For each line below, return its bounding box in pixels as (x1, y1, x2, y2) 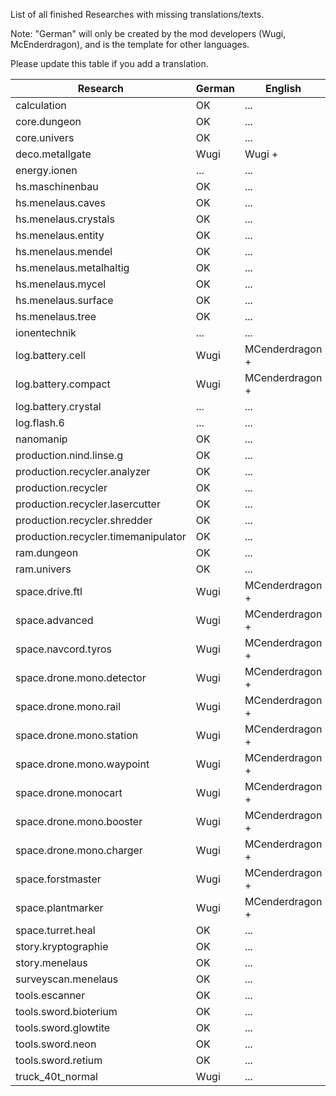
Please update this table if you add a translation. (10, 58, 209, 69)
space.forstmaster (15, 872, 102, 886)
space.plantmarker (15, 901, 104, 914)
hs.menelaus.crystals (15, 212, 115, 226)
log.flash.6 (15, 416, 65, 429)
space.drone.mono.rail (15, 700, 122, 713)
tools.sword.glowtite (15, 1021, 111, 1034)
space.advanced (15, 614, 94, 627)
